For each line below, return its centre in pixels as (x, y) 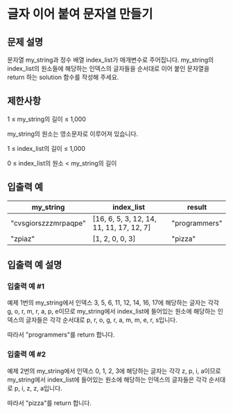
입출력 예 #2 (27, 354)
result (197, 207)
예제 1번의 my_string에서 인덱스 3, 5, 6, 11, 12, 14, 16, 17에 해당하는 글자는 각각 (113, 303)
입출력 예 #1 (26, 286)
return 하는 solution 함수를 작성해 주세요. (63, 77)
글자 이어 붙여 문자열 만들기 (80, 14)
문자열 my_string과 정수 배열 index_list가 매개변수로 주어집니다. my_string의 (111, 60)
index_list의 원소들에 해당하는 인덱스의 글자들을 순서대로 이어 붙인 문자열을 (109, 69)
